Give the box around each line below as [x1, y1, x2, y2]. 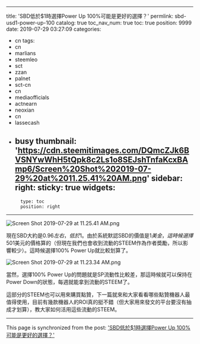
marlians [14, 50, 36, 56]
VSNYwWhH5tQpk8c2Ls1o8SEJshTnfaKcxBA [14, 155, 189, 165]
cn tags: [14, 37, 35, 44]
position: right [20, 203, 61, 210]
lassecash [14, 119, 40, 126]
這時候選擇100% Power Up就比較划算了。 [29, 247, 132, 254]
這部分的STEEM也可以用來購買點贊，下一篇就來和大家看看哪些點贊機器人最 [6, 291, 191, 298]
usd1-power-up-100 [6, 19, 55, 26]
